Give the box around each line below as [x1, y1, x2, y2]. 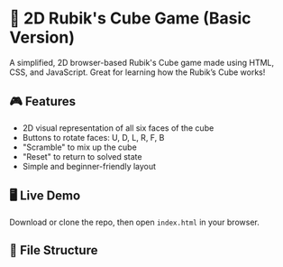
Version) [9, 27, 75, 48]
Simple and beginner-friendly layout [22, 161, 156, 171]
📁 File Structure [9, 243, 98, 258]
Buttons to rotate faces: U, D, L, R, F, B [22, 132, 165, 143]
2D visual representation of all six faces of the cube [22, 122, 215, 133]
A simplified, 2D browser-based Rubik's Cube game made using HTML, [9, 57, 275, 68]
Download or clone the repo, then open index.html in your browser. [9, 216, 260, 227]
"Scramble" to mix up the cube [22, 142, 137, 152]
